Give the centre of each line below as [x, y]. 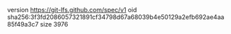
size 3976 [54, 24]
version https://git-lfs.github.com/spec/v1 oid [72, 10]
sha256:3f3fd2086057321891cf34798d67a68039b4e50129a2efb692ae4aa [116, 17]
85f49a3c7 [23, 24]
